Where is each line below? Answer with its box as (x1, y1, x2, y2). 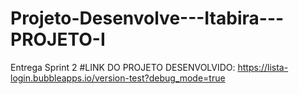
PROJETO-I (10, 28, 106, 51)
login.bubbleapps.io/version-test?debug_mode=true (10, 72, 226, 84)
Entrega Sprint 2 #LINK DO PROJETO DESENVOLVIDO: (10, 61, 236, 73)
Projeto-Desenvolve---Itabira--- (10, 7, 285, 30)
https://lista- (237, 61, 289, 73)
